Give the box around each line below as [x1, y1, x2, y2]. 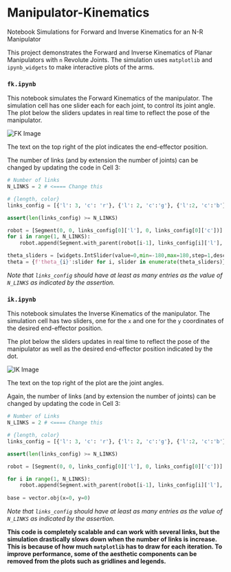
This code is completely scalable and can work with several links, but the [7, 528, 220, 536]
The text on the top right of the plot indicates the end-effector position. [7, 143, 208, 151]
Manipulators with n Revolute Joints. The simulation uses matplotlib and [7, 55, 213, 63]
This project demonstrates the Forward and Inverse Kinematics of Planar [7, 48, 213, 57]
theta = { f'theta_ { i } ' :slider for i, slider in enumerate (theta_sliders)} [7, 258, 226, 266]
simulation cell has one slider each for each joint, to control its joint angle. [7, 101, 215, 110]
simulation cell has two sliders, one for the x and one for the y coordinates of [7, 317, 224, 325]
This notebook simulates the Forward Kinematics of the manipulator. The [7, 94, 213, 103]
